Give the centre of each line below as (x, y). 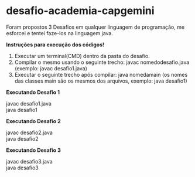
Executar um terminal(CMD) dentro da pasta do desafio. (82, 56)
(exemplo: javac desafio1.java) (51, 68)
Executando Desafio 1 (33, 92)
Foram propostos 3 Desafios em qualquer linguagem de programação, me (95, 27)
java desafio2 (23, 138)
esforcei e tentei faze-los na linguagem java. (59, 33)
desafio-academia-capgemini (80, 11)
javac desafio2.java (29, 132)
